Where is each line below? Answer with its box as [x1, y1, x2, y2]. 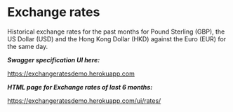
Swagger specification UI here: [7, 55, 100, 64]
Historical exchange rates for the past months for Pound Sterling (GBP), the [7, 27, 225, 36]
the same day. [7, 42, 48, 50]
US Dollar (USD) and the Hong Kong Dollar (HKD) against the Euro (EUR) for [7, 34, 227, 43]
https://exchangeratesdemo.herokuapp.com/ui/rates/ [7, 96, 161, 105]
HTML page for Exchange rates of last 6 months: [7, 83, 153, 91]
